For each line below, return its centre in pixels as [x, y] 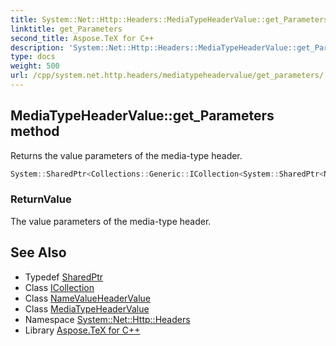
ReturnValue [41, 199]
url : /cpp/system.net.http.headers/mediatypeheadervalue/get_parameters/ [167, 76]
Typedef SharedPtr [64, 277]
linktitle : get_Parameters [66, 29]
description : [37, 47]
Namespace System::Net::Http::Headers [107, 319]
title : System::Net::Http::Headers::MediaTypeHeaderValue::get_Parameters [169, 19]
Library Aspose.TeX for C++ [82, 330]
